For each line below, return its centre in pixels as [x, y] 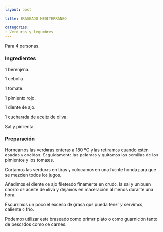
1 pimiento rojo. [20, 98]
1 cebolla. [15, 78]
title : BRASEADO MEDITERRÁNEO [36, 18]
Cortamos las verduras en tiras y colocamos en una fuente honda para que [81, 169]
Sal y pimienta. [20, 126]
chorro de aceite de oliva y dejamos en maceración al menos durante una [79, 189]
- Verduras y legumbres [29, 32]
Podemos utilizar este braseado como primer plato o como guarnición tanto [81, 219]
